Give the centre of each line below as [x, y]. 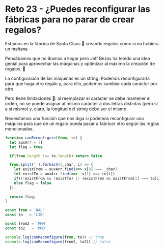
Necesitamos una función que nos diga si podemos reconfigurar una [74, 118]
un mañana [16, 49]
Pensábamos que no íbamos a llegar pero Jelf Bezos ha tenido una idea [78, 58]
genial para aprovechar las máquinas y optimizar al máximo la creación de [80, 63]
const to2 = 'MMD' [26, 228]
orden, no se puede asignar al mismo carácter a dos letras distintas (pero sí [82, 103]
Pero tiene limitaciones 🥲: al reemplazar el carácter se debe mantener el [78, 98]
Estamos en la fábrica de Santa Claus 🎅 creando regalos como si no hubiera [82, 43]
